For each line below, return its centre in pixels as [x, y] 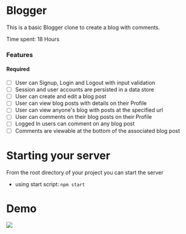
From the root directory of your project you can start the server [85, 172]
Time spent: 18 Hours [33, 39]
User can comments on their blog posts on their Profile [84, 117]
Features [20, 55]
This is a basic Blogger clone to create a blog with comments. [83, 27]
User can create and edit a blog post [61, 96]
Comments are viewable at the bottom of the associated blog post [98, 130]
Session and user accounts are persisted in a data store [85, 90]
